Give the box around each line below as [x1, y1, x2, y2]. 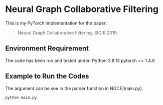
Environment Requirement [5, 44, 89, 53]
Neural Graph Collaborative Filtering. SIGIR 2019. [17, 29, 118, 35]
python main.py [5, 95, 37, 100]
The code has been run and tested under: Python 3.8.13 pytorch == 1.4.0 [5, 57, 155, 63]
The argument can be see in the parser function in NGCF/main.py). [5, 85, 143, 91]
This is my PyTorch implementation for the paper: [5, 20, 107, 26]
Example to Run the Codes [5, 72, 89, 80]
